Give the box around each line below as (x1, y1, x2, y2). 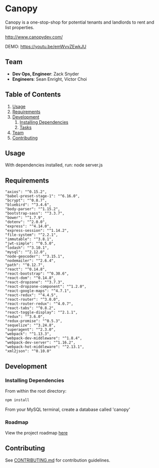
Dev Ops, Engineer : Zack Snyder (12, 71, 79, 77)
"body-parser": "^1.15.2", (5, 207, 60, 212)
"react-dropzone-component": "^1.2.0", (5, 284, 87, 289)
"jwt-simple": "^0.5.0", (5, 241, 56, 246)
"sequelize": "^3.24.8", (5, 323, 56, 328)
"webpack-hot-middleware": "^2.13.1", (5, 344, 84, 349)
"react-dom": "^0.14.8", (5, 276, 56, 281)
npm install (5, 397, 29, 403)
